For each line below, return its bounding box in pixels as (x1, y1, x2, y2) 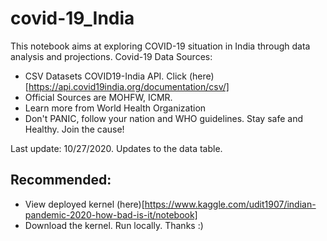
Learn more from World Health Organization (24, 102, 207, 114)
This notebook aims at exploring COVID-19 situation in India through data (10, 40, 311, 52)
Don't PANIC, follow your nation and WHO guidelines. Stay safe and (24, 112, 303, 124)
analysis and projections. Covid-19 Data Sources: (10, 50, 213, 62)
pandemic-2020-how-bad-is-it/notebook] (24, 208, 198, 221)
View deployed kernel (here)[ (24, 198, 145, 210)
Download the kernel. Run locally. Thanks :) (24, 219, 204, 231)
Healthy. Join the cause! (24, 123, 125, 135)
